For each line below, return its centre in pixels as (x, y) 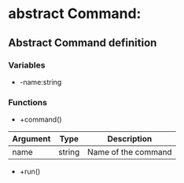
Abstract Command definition (83, 43)
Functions (28, 102)
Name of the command (130, 152)
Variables (27, 65)
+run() (30, 172)
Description (130, 139)
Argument (31, 139)
